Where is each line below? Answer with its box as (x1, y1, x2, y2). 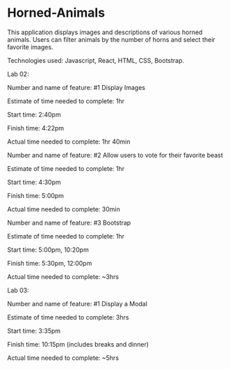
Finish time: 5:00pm (7, 191, 65, 199)
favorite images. (7, 43, 54, 51)
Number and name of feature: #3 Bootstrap (7, 218, 131, 227)
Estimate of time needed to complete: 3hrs (7, 312, 129, 322)
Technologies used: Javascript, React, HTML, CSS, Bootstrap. (7, 56, 185, 64)
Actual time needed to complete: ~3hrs (7, 272, 120, 280)
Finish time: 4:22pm (7, 123, 65, 132)
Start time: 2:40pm (7, 110, 61, 119)
